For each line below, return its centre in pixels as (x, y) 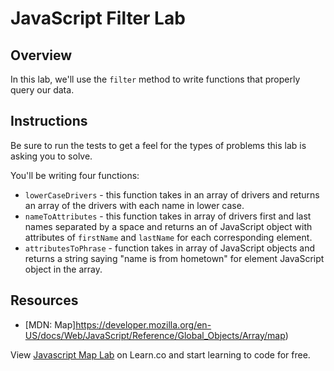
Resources (44, 300)
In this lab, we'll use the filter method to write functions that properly (155, 79)
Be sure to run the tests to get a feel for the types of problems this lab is (158, 145)
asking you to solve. (51, 156)
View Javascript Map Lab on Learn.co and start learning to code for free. (160, 354)
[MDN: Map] (50, 324)
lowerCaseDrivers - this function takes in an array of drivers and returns (172, 194)
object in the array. (63, 269)
